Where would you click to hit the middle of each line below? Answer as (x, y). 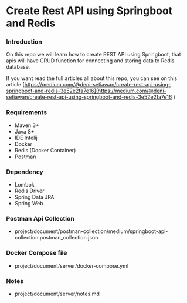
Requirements (27, 112)
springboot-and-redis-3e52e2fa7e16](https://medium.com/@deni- (86, 91)
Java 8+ (24, 131)
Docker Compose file (37, 253)
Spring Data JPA (34, 197)
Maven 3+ (27, 125)
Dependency (25, 172)
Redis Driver (29, 191)
